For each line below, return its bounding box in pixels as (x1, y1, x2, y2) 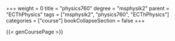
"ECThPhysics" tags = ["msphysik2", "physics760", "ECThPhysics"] (6, 11, 169, 18)
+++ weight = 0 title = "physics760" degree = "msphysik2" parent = (6, 5, 170, 12)
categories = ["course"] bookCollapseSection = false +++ (6, 17, 145, 24)
